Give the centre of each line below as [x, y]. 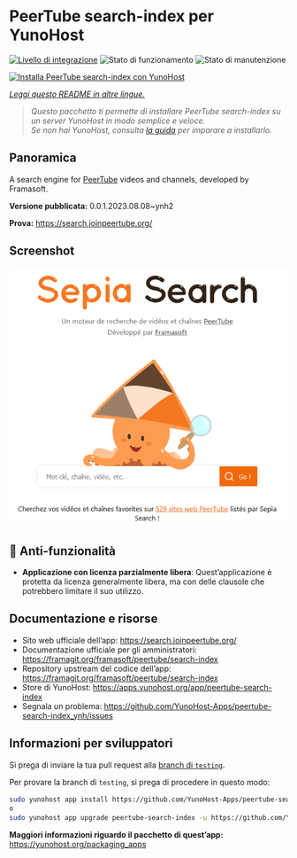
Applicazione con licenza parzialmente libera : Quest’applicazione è [147, 572]
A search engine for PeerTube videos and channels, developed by [129, 179]
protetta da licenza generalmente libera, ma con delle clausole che [143, 581]
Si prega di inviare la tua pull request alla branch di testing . [117, 765]
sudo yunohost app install [59, 799]
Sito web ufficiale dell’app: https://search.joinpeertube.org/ [129, 640]
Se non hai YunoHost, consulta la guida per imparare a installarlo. [151, 129]
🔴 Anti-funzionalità [63, 551]
